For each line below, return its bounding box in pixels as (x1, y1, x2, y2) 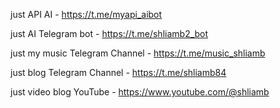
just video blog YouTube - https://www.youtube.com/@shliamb (10, 86, 270, 98)
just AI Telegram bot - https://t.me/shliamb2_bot (10, 28, 209, 39)
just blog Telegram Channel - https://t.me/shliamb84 (10, 67, 227, 78)
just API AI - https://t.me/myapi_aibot (10, 9, 163, 20)
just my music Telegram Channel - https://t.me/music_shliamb (10, 47, 266, 59)
